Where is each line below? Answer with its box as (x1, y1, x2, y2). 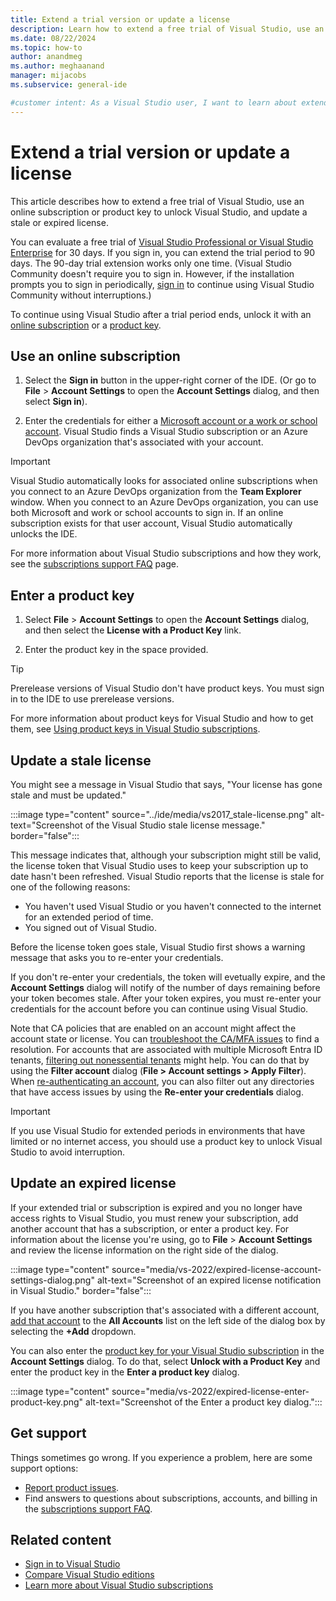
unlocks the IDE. (10, 528, 78, 540)
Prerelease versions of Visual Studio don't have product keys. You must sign (10, 682, 325, 695)
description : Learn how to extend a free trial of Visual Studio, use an (10, 24, 325, 34)
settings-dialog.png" (10, 1274, 95, 1286)
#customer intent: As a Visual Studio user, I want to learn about (10, 97, 298, 108)
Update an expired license (10, 1175, 177, 1192)
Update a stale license (10, 752, 152, 769)
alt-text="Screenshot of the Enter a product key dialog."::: (85, 1396, 323, 1408)
